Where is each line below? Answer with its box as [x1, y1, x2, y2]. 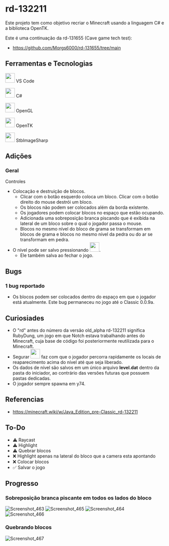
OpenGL [16, 107, 34, 114]
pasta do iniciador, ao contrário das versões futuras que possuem [12, 370, 150, 376]
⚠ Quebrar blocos [12, 447, 51, 453]
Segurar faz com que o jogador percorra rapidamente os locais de [12, 353, 161, 359]
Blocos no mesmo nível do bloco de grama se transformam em [20, 226, 151, 232]
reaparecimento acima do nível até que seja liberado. [12, 359, 123, 365]
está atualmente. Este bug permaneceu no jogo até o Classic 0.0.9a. [12, 299, 155, 305]
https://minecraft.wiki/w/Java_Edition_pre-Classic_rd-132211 [12, 408, 138, 415]
